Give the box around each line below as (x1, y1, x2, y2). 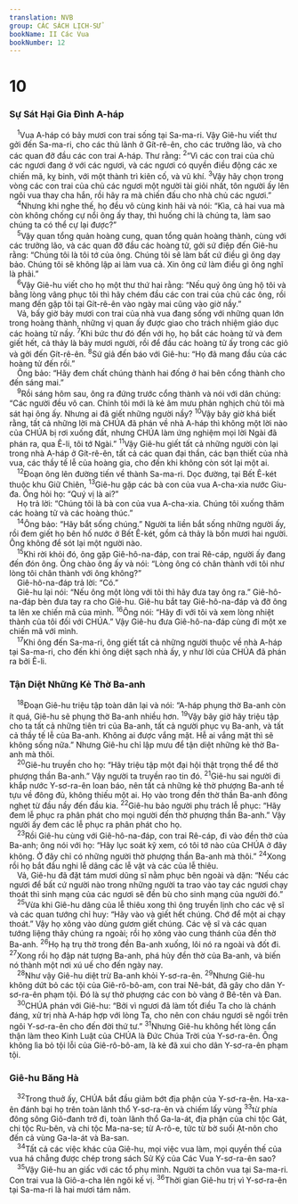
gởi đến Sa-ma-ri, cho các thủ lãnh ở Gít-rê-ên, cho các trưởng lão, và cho (9, 139, 282, 150)
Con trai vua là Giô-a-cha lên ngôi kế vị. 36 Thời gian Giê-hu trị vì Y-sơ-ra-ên (9, 1174, 287, 1186)
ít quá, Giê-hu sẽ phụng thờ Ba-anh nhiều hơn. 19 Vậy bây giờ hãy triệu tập (9, 709, 279, 722)
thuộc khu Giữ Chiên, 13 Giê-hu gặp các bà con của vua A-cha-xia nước (9, 478, 270, 491)
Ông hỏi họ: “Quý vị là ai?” (22, 489, 119, 499)
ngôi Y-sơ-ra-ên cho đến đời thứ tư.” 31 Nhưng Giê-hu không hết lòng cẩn (9, 1019, 277, 1031)
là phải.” (9, 268, 39, 279)
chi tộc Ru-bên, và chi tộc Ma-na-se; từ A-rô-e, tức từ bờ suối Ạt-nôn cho (9, 1123, 278, 1134)
